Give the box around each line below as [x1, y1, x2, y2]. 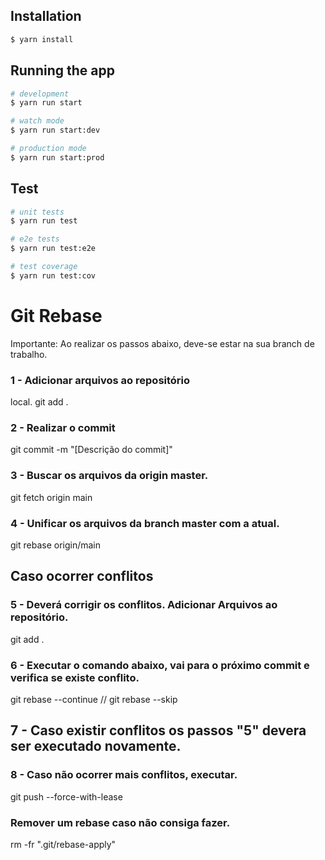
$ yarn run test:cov [10, 270, 97, 281]
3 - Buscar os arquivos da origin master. [10, 469, 209, 483]
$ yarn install [10, 34, 74, 44]
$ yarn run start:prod [10, 152, 105, 163]
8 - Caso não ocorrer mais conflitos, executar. [10, 768, 238, 782]
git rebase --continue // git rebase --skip [10, 693, 178, 705]
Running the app [10, 62, 115, 79]
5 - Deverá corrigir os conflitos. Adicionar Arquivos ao [10, 598, 278, 612]
